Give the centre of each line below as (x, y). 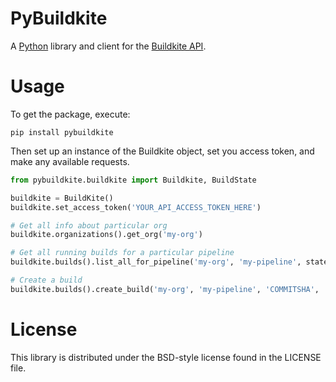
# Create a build (46, 280)
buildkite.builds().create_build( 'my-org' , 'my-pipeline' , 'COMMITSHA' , (165, 289)
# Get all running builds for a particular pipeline (122, 253)
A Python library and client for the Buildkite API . (108, 46)
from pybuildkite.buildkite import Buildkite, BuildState (133, 180)
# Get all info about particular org (89, 225)
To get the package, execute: (70, 114)
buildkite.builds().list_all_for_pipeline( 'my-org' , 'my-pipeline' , (156, 262)
